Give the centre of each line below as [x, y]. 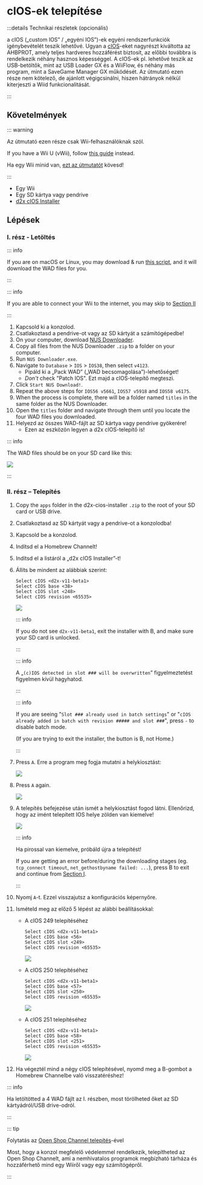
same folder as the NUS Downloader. [62, 404]
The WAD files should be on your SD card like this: [69, 453]
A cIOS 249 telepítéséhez [56, 920]
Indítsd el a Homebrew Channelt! [56, 546]
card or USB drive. [39, 511]
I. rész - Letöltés [31, 237]
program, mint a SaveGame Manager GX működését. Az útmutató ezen [95, 71]
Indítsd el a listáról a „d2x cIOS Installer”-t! [68, 558]
